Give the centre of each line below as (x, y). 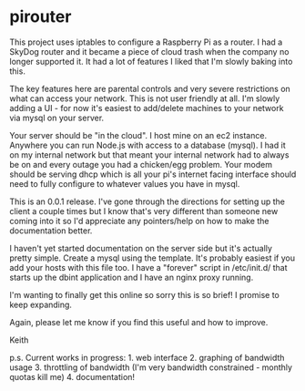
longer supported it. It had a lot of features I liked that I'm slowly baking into (151, 61)
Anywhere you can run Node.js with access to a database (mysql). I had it (147, 145)
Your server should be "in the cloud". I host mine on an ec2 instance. (138, 135)
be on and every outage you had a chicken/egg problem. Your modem (141, 164)
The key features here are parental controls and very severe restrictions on (150, 88)
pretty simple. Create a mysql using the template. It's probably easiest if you (152, 258)
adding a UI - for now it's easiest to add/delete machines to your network (147, 108)
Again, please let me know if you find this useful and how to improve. (139, 322)
